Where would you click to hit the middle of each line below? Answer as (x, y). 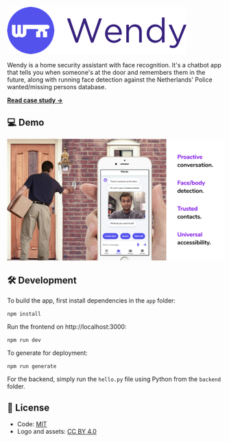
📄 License (28, 408)
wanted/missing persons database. (57, 87)
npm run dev (24, 340)
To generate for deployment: (47, 353)
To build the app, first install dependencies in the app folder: (92, 300)
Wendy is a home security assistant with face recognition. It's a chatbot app (114, 65)
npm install (24, 314)
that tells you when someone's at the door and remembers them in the (106, 72)
